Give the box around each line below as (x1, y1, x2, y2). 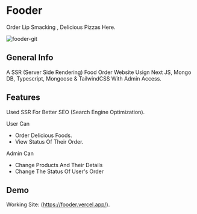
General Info (6, 52, 54, 63)
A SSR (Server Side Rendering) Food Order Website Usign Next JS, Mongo (6, 69, 192, 76)
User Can (6, 120, 30, 127)
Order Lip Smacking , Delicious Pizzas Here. (6, 23, 116, 31)
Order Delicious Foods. (14, 132, 72, 139)
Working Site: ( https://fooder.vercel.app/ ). (6, 201, 110, 208)
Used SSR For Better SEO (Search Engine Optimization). (6, 108, 145, 115)
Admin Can (6, 150, 34, 157)
